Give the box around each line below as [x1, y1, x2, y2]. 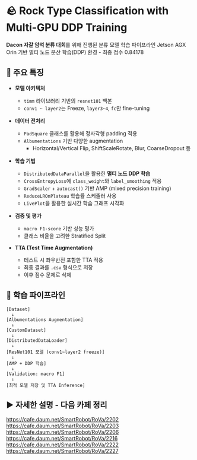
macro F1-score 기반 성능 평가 [23, 224, 94, 231]
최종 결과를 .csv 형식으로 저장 [23, 264, 93, 271]
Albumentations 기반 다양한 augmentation [23, 137, 123, 144]
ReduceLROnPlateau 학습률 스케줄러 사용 [23, 192, 117, 199]
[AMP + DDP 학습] [6, 360, 46, 366]
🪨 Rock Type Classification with [6, 4, 169, 18]
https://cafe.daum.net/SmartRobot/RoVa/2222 [6, 441, 119, 448]
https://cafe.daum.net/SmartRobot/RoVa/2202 [6, 416, 119, 423]
